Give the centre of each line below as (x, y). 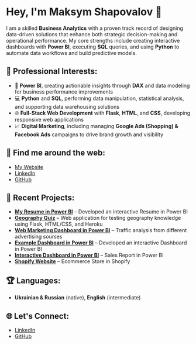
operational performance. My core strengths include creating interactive (93, 40)
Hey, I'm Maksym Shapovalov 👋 (84, 12)
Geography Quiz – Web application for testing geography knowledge (98, 218)
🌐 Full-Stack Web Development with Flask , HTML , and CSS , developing (102, 113)
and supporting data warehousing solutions (67, 106)
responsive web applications (49, 119)
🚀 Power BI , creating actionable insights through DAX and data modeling (102, 85)
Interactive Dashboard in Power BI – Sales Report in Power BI (89, 255)
